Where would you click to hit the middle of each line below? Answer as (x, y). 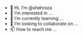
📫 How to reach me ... (33, 29)
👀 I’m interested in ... (31, 13)
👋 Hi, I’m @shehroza (31, 8)
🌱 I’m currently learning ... (37, 18)
